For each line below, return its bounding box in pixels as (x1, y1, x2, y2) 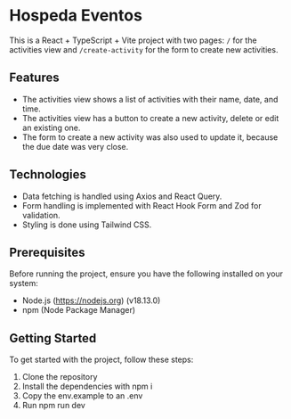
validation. (21, 209, 61, 220)
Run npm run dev (21, 400, 86, 411)
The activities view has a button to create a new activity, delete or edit (21, 112, 279, 123)
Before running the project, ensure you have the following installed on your (9, 268, 283, 279)
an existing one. (21, 122, 81, 133)
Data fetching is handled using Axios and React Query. (21, 191, 222, 201)
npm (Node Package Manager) (21, 305, 136, 316)
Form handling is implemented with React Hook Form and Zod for (21, 200, 262, 210)
